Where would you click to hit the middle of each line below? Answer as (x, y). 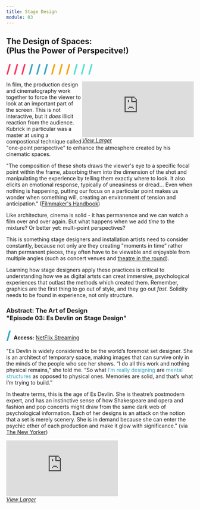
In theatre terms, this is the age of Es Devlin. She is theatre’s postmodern (95, 394)
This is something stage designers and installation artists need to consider (97, 239)
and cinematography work (38, 91)
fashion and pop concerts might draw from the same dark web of (86, 407)
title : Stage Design (32, 12)
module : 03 (20, 17)
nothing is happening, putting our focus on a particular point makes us (92, 191)
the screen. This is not (33, 110)
